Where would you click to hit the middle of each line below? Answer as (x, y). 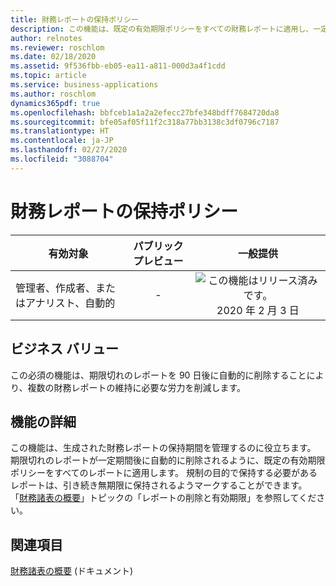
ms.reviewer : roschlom (57, 47)
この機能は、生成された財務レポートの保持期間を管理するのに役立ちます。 (163, 448)
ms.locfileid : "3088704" (62, 159)
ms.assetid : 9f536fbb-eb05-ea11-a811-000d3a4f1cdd (118, 66)
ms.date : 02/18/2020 (53, 57)
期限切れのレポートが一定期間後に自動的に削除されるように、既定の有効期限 (168, 460)
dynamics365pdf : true (55, 103)
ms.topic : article (48, 76)
